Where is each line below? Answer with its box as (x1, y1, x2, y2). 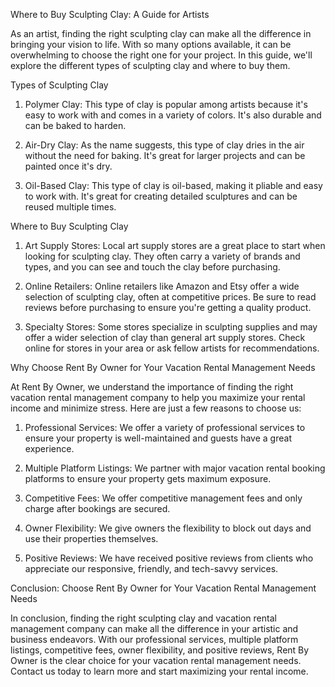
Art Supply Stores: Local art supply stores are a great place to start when (24, 240, 326, 251)
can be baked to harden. (24, 120, 127, 131)
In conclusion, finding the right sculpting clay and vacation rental (10, 612, 277, 624)
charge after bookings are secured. (24, 503, 171, 514)
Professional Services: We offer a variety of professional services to (24, 422, 306, 433)
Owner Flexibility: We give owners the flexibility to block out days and (24, 522, 312, 534)
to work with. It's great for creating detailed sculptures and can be (24, 190, 298, 202)
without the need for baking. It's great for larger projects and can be (24, 150, 306, 161)
